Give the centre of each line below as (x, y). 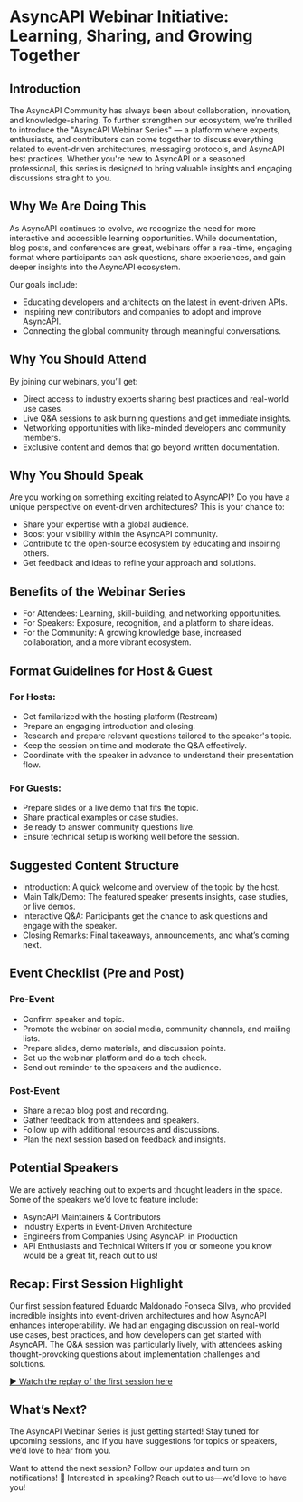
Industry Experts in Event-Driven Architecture (107, 1226)
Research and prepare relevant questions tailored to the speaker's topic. (157, 736)
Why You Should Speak (76, 476)
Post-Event (35, 1090)
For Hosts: (33, 697)
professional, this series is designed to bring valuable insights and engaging (151, 168)
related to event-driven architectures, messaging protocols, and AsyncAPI (147, 149)
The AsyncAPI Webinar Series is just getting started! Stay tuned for (134, 1431)
